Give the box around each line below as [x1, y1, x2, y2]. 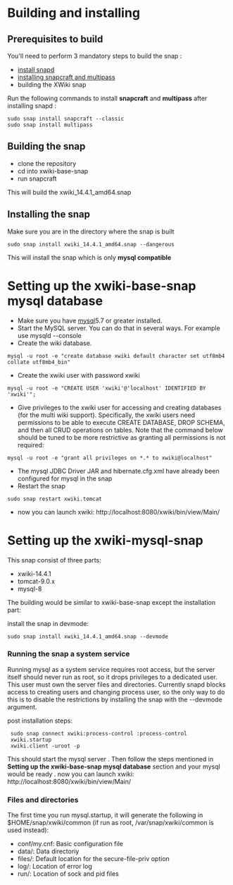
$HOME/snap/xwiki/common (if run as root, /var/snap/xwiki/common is [7, 819, 215, 827]
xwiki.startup [10, 736, 52, 743]
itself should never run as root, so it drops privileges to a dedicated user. [7, 673, 218, 681]
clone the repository [17, 159, 77, 167]
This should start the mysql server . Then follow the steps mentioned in [7, 754, 214, 763]
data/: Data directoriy [17, 847, 80, 855]
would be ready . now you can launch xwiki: [7, 769, 134, 778]
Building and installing [7, 5, 141, 21]
